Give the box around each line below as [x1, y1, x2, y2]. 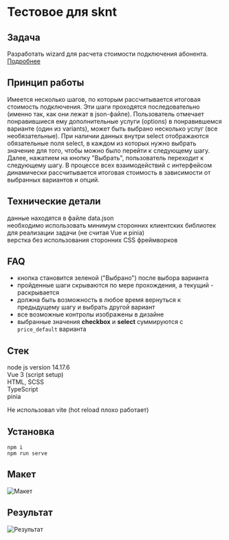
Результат [7, 507, 54, 519]
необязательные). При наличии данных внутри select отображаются [7, 131, 209, 140]
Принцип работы [7, 77, 85, 89]
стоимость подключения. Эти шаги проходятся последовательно [7, 102, 201, 111]
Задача [7, 32, 41, 43]
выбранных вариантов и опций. [7, 175, 100, 184]
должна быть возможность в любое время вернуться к [17, 296, 181, 304]
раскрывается [17, 288, 60, 296]
